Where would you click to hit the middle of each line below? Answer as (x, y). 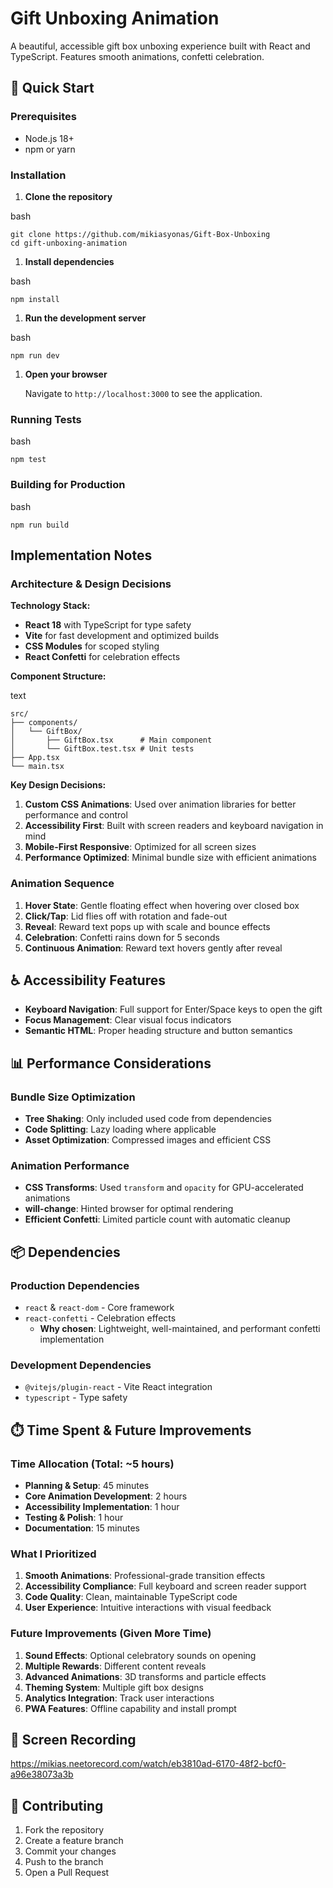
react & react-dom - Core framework (99, 1307)
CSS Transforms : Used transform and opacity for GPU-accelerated (164, 1188)
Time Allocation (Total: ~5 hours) (92, 1464)
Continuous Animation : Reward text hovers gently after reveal (153, 948)
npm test (28, 460)
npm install (35, 299)
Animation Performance (70, 1165)
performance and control (76, 815)
